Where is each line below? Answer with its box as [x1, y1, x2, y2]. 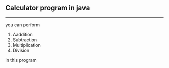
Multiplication [12, 42, 41, 48]
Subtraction [12, 37, 37, 43]
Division [12, 47, 29, 53]
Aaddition [12, 31, 33, 37]
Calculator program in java [5, 4, 90, 12]
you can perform [5, 22, 40, 28]
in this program [5, 57, 37, 63]
